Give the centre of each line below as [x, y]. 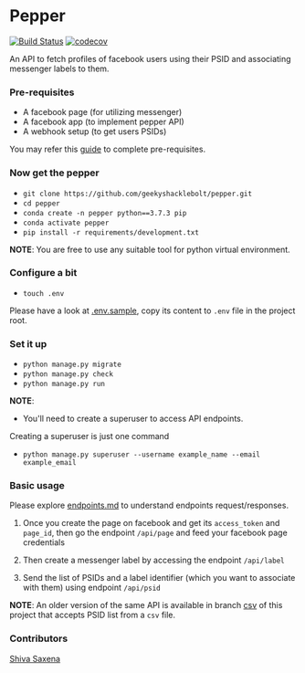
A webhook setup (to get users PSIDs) [95, 131]
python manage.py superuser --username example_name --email [142, 455]
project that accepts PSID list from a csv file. [93, 615]
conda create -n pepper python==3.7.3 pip [105, 213]
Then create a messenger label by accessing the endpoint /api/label [153, 560]
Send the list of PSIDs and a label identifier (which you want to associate [159, 578]
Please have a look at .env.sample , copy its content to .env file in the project [152, 310]
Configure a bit [43, 273]
